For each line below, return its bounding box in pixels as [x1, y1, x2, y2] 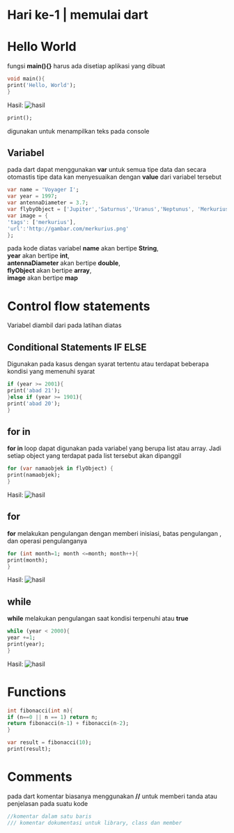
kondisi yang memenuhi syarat [7, 367, 95, 376]
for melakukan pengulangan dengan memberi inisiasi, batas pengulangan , [7, 529, 221, 537]
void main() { [7, 75, 45, 83]
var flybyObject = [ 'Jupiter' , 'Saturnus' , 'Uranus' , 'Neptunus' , [7, 206, 195, 213]
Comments [7, 769, 72, 785]
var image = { [7, 212, 49, 219]
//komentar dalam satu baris [7, 813, 92, 820]
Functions [7, 684, 66, 699]
